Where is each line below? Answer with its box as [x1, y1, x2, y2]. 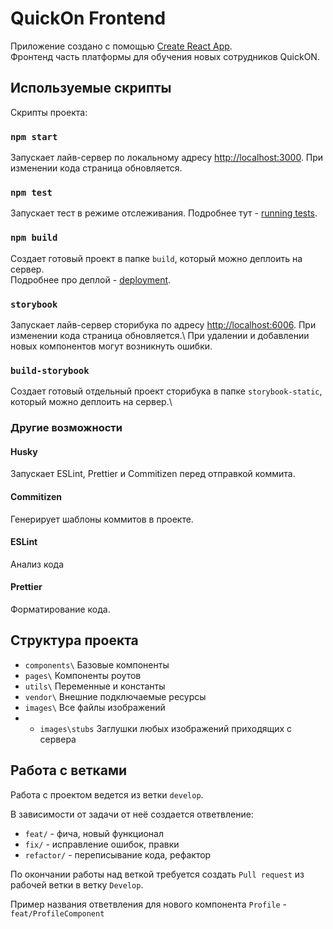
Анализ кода [10, 558, 65, 570]
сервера [39, 733, 77, 745]
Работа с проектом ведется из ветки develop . [10, 788, 204, 801]
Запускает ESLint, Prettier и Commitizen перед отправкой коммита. [10, 468, 296, 480]
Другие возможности [10, 421, 123, 435]
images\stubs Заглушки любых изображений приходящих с [39, 722, 293, 734]
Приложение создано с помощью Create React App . [10, 40, 233, 52]
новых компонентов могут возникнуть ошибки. [10, 340, 213, 352]
